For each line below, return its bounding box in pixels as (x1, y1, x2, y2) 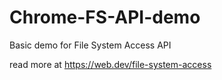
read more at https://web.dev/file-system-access (9, 58, 212, 70)
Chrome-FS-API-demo (9, 6, 201, 29)
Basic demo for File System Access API (9, 39, 172, 51)
